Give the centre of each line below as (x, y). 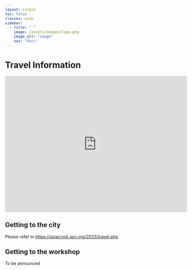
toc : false (16, 14)
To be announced (23, 263)
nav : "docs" (26, 41)
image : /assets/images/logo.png (46, 32)
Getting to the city (33, 225)
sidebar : (14, 23)
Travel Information (43, 65)
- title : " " (23, 28)
